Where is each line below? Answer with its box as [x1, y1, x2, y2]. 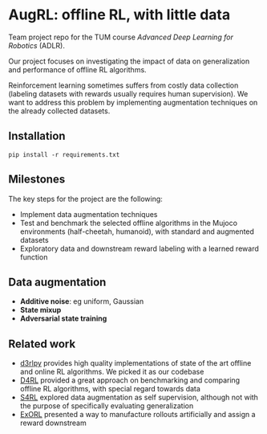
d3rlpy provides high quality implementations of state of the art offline [19, 358, 252, 368]
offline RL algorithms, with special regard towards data [19, 384, 200, 394]
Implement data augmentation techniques [19, 209, 158, 219]
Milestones [8, 173, 66, 186]
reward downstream [19, 418, 87, 428]
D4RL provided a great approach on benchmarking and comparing [19, 375, 241, 385]
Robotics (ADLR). [8, 40, 66, 50]
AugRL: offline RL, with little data [8, 6, 231, 24]
